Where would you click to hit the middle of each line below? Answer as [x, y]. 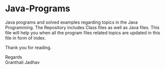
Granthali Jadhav [22, 62]
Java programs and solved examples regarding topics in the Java [72, 22]
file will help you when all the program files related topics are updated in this [83, 33]
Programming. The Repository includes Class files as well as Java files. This [82, 27]
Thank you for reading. [28, 47]
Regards [14, 57]
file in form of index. [25, 38]
